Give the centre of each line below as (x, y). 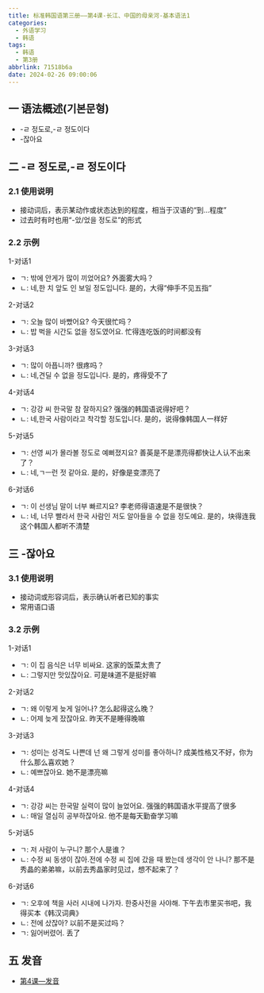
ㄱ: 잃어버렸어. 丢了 (50, 933)
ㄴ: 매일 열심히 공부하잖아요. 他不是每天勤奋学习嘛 (99, 816)
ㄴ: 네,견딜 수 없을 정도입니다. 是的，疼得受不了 (94, 375)
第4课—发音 (39, 981)
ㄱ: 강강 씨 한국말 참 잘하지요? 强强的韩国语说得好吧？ (105, 409)
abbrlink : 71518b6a (40, 67)
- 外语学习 (31, 30)
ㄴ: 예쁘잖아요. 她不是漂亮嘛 (64, 772)
